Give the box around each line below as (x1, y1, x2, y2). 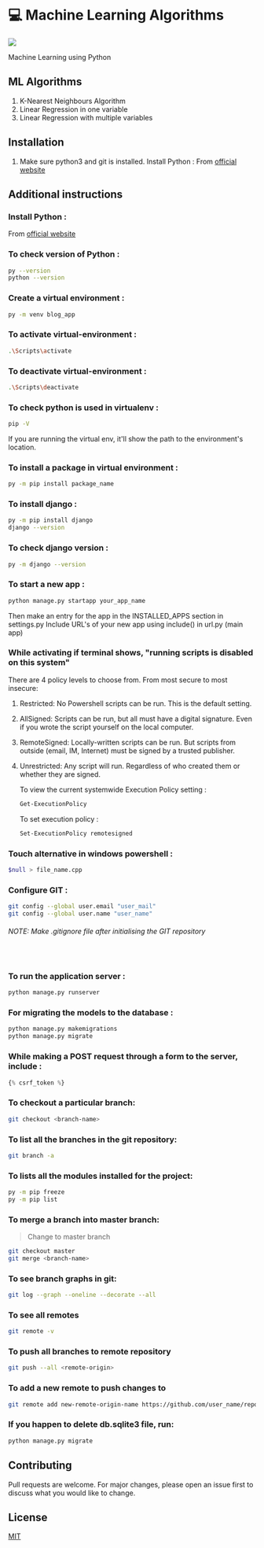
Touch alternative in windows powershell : (8, 848, 173, 859)
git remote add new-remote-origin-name (8, 1400, 139, 1409)
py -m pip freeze (8, 1188, 65, 1196)
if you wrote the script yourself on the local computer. (19, 722, 194, 732)
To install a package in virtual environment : (8, 462, 178, 473)
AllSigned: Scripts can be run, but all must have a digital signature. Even (19, 714, 253, 723)
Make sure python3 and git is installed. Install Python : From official (19, 157, 237, 166)
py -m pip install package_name (8, 480, 114, 488)
